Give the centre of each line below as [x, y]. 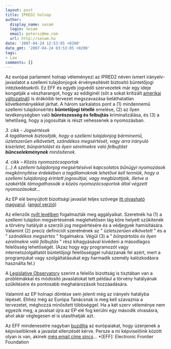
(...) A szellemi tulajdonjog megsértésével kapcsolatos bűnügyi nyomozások [86, 167]
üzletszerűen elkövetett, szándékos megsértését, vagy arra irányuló [77, 141]
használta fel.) [20, 264]
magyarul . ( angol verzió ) [31, 205]
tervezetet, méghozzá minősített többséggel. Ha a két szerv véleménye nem [85, 305]
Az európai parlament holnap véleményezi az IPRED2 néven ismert [75, 77]
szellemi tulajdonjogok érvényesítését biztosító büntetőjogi [92, 82]
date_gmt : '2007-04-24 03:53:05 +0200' [48, 48]
